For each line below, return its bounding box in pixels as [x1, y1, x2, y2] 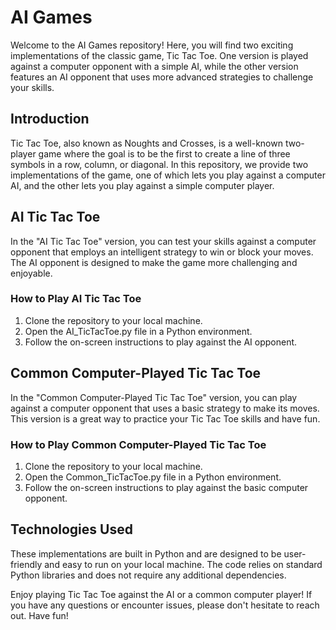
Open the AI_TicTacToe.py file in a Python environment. [24, 325, 253, 337]
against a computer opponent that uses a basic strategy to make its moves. [10, 402, 320, 414]
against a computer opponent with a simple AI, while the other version [10, 60, 299, 72]
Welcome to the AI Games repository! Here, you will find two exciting [10, 39, 294, 51]
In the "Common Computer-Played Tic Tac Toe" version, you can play [10, 391, 298, 403]
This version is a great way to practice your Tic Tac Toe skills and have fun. [10, 412, 321, 425]
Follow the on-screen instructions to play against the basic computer [24, 481, 309, 493]
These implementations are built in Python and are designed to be [10, 547, 282, 560]
